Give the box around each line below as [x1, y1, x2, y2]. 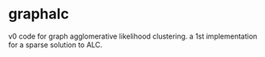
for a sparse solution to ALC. [8, 39, 103, 49]
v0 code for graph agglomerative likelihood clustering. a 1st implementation [8, 31, 258, 41]
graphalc [8, 5, 70, 23]
